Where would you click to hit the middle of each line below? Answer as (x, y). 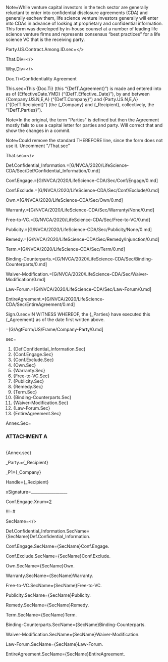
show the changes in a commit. (38, 130)
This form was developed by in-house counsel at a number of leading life (82, 29)
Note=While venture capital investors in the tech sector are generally (77, 7)
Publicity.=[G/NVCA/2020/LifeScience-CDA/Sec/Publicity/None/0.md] (79, 229)
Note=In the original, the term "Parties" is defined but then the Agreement (82, 120)
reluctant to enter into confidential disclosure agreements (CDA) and (77, 13)
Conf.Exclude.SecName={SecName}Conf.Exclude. (58, 556)
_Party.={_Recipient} (27, 463)
